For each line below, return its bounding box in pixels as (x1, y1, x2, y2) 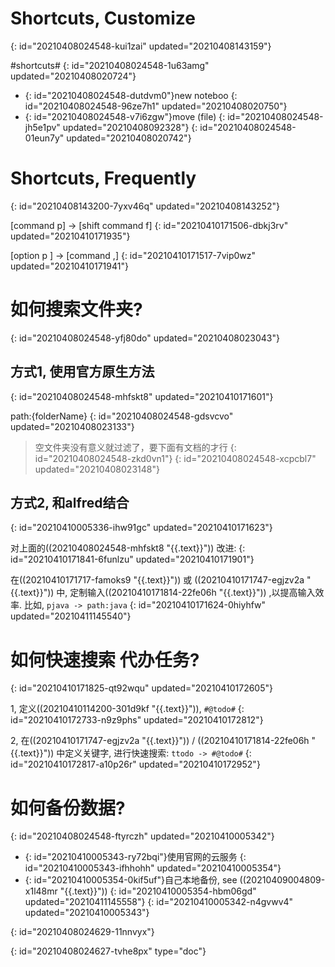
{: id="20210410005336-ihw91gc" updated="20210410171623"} (10, 522, 273, 534)
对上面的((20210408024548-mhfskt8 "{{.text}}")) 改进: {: (10, 542, 246, 554)
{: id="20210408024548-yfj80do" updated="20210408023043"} (10, 332, 280, 344)
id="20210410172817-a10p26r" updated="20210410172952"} (10, 758, 261, 771)
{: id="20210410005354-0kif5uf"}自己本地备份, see (24, 874, 238, 886)
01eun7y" (24, 132, 65, 144)
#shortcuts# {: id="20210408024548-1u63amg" (10, 59, 210, 71)
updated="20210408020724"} (10, 70, 137, 82)
